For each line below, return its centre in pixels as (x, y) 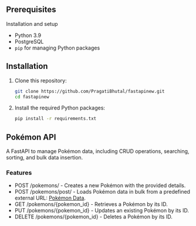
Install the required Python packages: (60, 108)
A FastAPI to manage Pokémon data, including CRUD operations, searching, (98, 151)
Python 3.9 (28, 35)
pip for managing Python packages (57, 48)
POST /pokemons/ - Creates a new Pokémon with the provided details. (100, 185)
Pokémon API (31, 137)
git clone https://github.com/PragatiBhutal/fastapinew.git (89, 91)
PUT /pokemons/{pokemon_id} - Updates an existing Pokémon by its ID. (102, 211)
